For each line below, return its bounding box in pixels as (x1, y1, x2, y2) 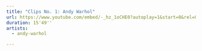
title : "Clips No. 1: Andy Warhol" (6, 8, 96, 15)
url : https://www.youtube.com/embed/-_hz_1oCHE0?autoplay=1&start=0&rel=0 (6, 14, 198, 20)
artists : (6, 25, 28, 31)
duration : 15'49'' (6, 20, 52, 26)
